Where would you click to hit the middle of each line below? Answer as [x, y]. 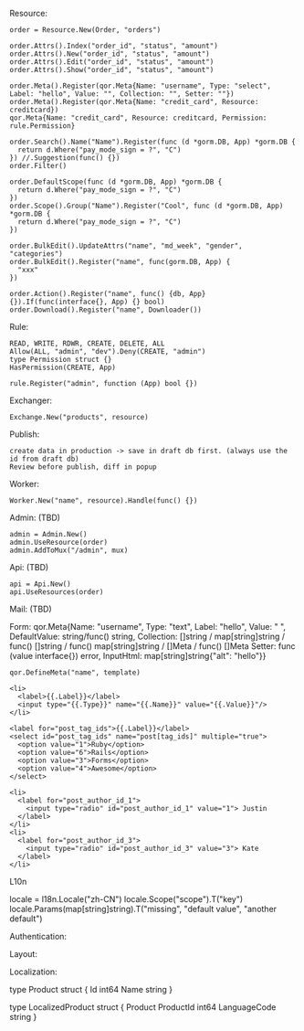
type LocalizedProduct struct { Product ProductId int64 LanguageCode [143, 1007]
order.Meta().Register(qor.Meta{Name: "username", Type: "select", [141, 86]
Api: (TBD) [29, 567]
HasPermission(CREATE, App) [63, 367]
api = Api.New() [40, 584]
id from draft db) [44, 459]
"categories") [37, 254]
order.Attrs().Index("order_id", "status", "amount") [114, 46]
